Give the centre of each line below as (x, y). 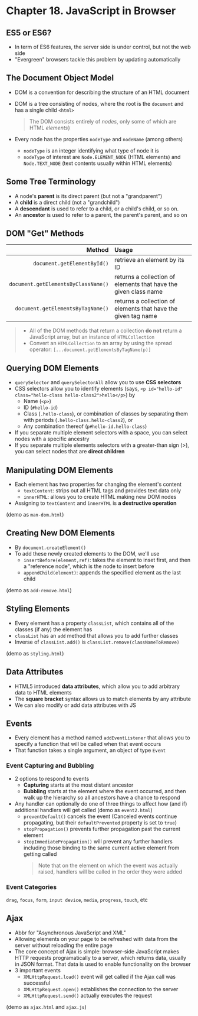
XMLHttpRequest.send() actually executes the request (88, 995)
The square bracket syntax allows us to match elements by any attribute (103, 699)
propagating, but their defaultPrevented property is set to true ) (100, 822)
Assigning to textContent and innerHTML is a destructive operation (95, 503)
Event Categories (32, 887)
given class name (139, 292)
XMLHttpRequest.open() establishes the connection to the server (101, 989)
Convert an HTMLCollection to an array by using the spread (100, 343)
